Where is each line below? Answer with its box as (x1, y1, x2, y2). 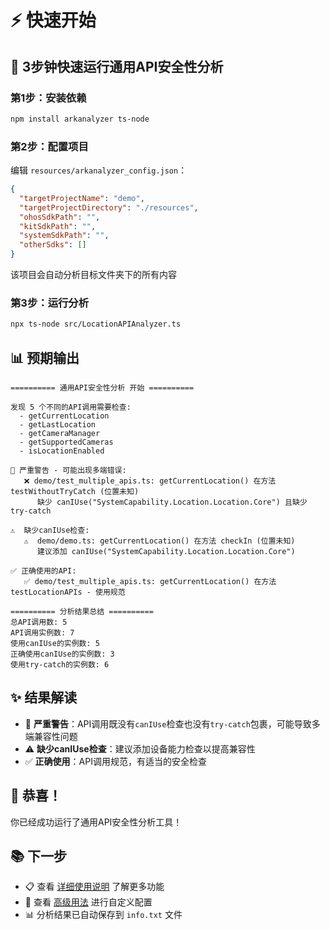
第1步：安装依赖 (10, 91, 87, 105)
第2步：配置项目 (10, 139, 89, 153)
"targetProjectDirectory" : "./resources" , (19, 202, 199, 213)
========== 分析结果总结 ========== (10, 607, 154, 617)
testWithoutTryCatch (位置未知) (10, 487, 140, 497)
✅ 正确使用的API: (10, 566, 77, 576)
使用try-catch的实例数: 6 (10, 660, 110, 670)
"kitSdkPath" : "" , (19, 221, 97, 231)
